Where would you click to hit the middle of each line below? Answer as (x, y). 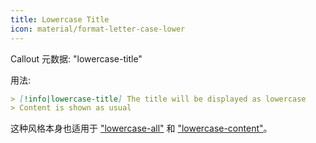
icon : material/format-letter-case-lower (98, 29)
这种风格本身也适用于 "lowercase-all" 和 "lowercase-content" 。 (141, 128)
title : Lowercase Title (60, 19)
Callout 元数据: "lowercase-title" (76, 58)
